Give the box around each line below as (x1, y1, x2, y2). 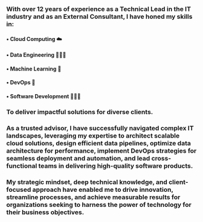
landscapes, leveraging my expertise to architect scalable (6, 132, 180, 140)
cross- (151, 154, 172, 162)
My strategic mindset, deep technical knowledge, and (6, 177, 168, 186)
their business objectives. (6, 208, 85, 216)
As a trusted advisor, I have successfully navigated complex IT (6, 124, 195, 132)
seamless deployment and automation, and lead (6, 154, 150, 162)
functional (6, 162, 37, 170)
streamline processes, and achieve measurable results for (6, 192, 181, 201)
